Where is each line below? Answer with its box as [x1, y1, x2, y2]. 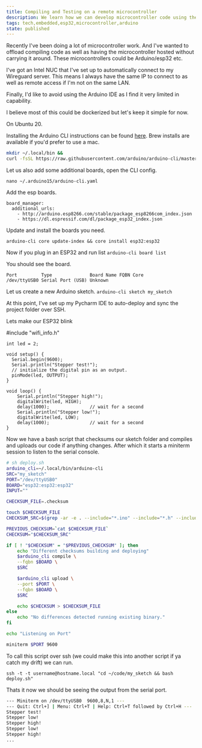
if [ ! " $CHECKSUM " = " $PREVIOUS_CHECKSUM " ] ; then [6, 542, 139, 549]
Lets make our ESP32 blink [6, 318, 73, 324]
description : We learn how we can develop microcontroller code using [6, 14, 187, 20]
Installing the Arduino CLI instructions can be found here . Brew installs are [6, 132, 190, 139]
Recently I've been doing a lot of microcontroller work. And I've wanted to [6, 42, 189, 49]
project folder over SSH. [6, 306, 66, 313]
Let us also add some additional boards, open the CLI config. [6, 166, 158, 174]
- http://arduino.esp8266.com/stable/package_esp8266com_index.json [17, 211, 192, 217]
